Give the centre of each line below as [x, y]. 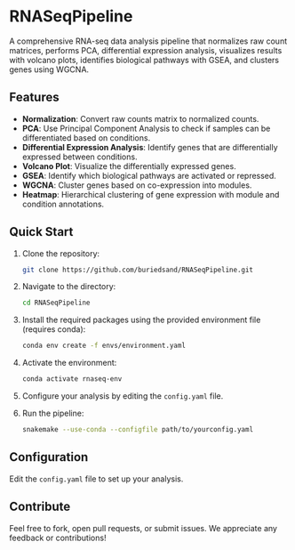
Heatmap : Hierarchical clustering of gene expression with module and [151, 194]
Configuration [49, 457]
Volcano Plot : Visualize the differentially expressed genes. [129, 166]
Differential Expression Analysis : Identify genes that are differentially [150, 147]
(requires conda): [54, 329]
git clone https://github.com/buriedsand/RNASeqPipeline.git [138, 270]
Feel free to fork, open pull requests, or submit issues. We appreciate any [144, 528]
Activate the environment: [69, 363]
